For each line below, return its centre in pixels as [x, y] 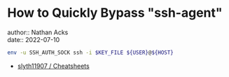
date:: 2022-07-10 [34, 39]
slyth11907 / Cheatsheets [53, 66]
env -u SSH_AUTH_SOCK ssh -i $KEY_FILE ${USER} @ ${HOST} [90, 52]
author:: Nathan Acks [38, 32]
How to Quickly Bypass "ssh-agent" [115, 13]
